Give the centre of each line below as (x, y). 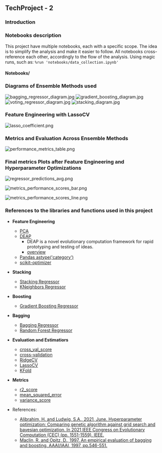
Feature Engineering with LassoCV (48, 114)
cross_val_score (36, 349)
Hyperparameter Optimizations (43, 168)
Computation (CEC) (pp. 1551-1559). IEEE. (62, 435)
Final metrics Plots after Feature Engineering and (65, 162)
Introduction (20, 22)
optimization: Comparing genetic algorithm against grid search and (87, 424)
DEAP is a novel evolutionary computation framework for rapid (90, 241)
